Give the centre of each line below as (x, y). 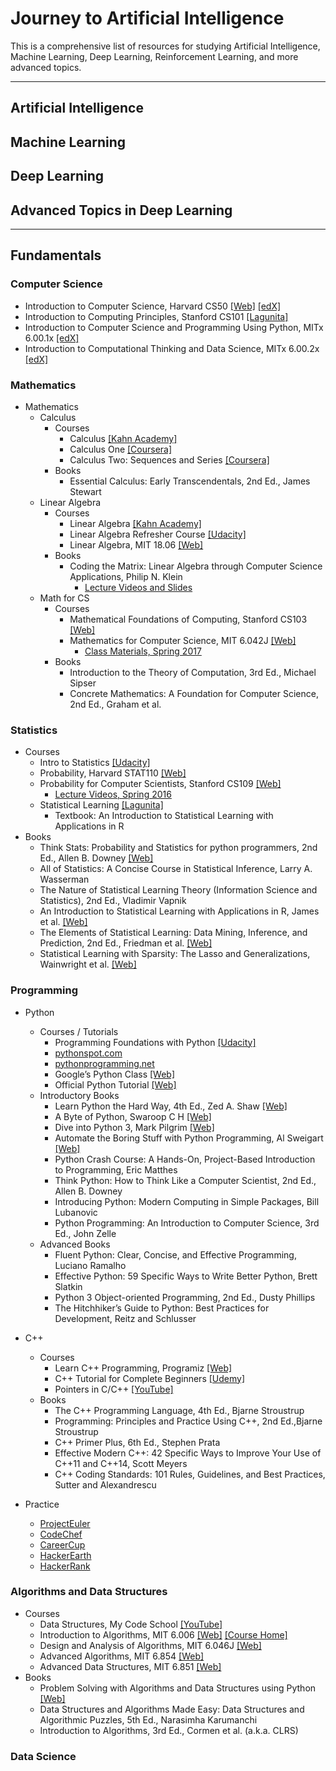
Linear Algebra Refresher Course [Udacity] (158, 534)
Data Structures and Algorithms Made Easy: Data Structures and (172, 1709)
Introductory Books (79, 1095)
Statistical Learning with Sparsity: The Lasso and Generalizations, (175, 954)
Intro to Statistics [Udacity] (95, 763)
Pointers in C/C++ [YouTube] (114, 1389)
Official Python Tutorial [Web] (115, 1084)
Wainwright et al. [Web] (88, 964)
